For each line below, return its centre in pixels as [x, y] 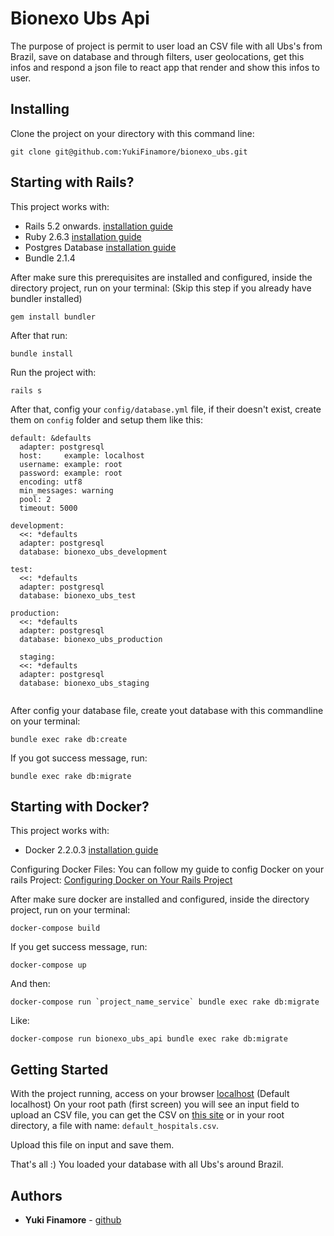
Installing [40, 109]
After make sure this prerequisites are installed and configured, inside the [161, 277]
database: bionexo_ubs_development [93, 552]
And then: [30, 984]
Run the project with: [53, 372]
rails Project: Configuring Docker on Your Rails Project [121, 880]
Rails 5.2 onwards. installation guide [98, 226]
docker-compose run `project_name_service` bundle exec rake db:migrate [165, 1002]
